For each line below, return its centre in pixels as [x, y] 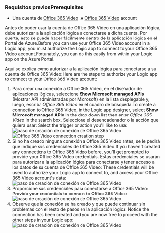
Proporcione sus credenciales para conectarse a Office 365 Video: [80, 189]
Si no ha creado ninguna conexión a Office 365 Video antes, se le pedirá [86, 141]
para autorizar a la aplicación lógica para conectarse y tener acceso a [83, 162]
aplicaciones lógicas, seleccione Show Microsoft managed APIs [78, 94]
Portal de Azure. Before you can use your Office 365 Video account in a [77, 43]
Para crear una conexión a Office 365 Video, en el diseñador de [77, 89]
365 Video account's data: [39, 178]
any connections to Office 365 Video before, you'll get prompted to [81, 152]
